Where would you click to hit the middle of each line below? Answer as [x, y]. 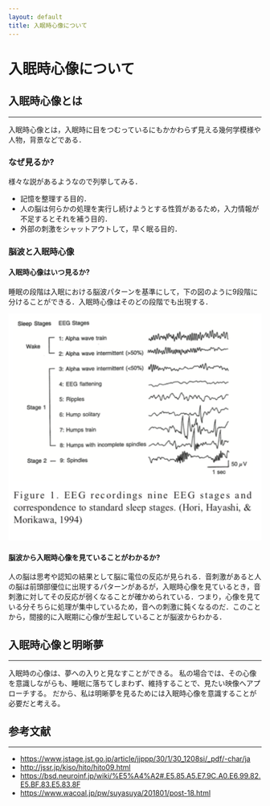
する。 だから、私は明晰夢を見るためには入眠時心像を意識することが [143, 693]
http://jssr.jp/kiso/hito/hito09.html [75, 767]
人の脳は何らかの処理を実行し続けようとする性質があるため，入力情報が [139, 209]
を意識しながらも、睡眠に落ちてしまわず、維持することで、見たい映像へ [127, 684]
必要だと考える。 [37, 704]
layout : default [35, 17]
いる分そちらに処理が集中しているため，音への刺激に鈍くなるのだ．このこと [135, 607]
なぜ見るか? [31, 163]
